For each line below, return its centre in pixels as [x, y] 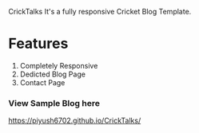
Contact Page [42, 82]
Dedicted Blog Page [53, 74]
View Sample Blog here [54, 103]
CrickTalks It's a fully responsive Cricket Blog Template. [100, 12]
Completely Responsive [59, 65]
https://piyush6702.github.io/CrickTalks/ [75, 121]
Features [38, 44]
